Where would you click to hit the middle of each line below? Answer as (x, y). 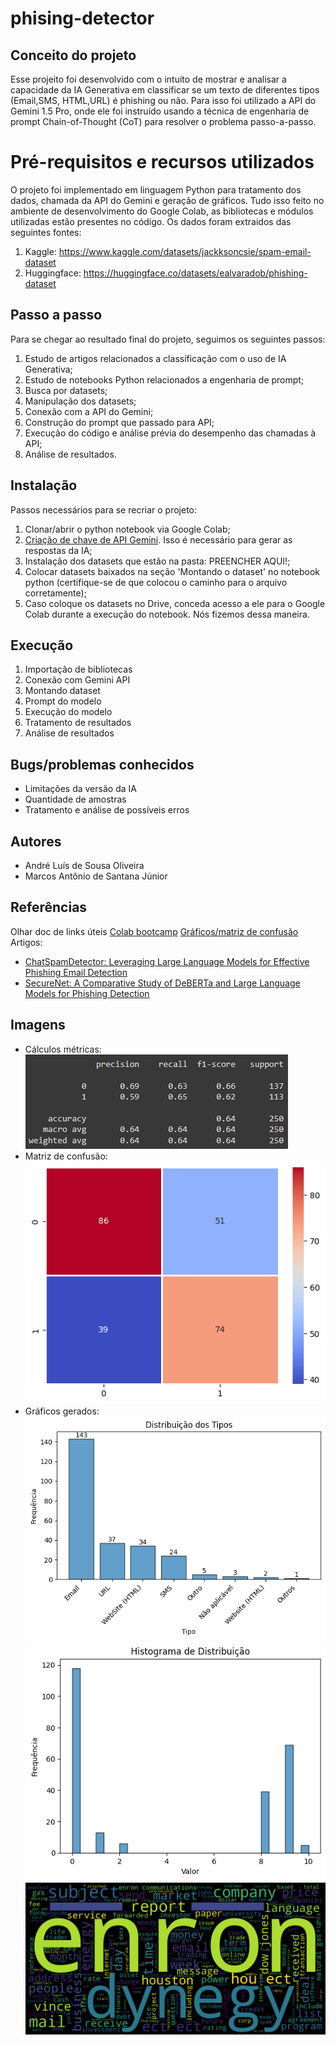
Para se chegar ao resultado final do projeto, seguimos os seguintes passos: (168, 339)
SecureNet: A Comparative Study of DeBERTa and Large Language (162, 983)
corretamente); (55, 593)
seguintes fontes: (46, 232)
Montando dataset (62, 691)
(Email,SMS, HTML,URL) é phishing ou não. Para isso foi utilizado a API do (163, 100)
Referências (49, 907)
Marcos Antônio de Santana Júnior (96, 876)
